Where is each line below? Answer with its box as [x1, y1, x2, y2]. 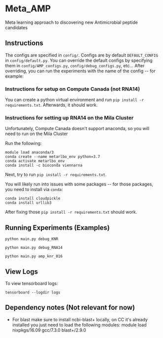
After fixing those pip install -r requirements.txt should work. [5, 209, 137, 215]
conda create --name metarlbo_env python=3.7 [5, 154, 100, 159]
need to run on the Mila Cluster [5, 131, 68, 137]
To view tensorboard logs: [5, 280, 58, 286]
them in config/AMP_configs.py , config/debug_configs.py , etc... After [5, 62, 145, 68]
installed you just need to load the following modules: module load [12, 322, 147, 328]
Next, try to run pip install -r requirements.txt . [5, 172, 107, 178]
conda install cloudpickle [5, 196, 61, 201]
